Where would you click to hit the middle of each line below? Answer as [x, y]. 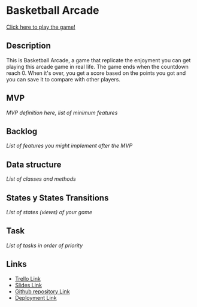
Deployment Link [36, 297]
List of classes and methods [41, 179]
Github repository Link [42, 291]
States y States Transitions [57, 198]
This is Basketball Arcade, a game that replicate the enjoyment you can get [99, 60]
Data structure [34, 164]
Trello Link [28, 278]
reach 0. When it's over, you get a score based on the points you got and [96, 73]
